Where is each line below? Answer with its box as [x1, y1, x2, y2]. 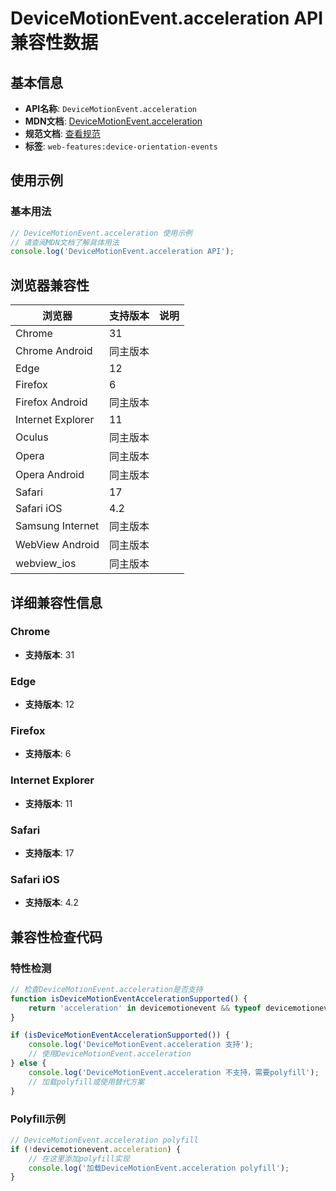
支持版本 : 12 [24, 698, 75, 711]
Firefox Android [15, 395, 88, 409]
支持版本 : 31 [24, 648, 75, 661]
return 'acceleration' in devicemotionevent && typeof [28, 1003, 262, 1013]
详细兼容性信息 [10, 594, 103, 611]
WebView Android [15, 538, 100, 552]
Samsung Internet [15, 519, 100, 533]
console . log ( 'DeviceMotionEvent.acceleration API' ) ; [10, 247, 235, 257]
